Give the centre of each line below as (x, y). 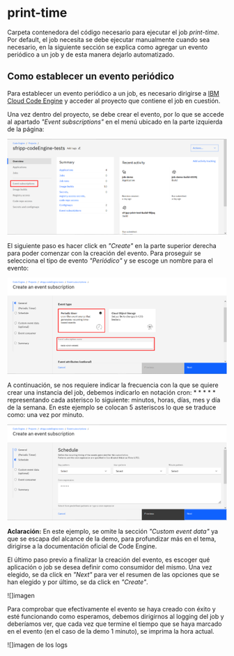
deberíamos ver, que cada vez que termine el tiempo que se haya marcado (115, 624)
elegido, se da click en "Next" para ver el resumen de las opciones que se (113, 575)
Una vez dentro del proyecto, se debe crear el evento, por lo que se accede (116, 114)
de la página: (26, 129)
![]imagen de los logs (38, 645)
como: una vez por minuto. (46, 414)
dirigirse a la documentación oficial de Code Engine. (82, 546)
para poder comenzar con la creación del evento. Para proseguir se (104, 254)
